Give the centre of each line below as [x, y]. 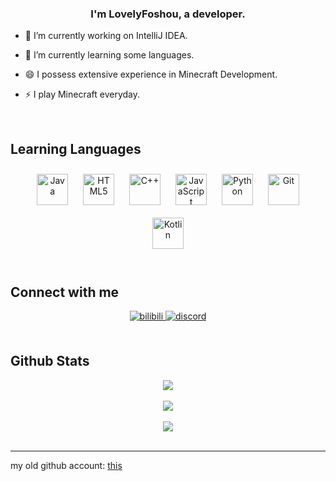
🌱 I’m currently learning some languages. [109, 55]
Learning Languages [76, 148]
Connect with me [65, 292]
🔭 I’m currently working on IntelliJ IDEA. [106, 36]
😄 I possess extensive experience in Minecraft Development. [151, 74]
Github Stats [50, 361]
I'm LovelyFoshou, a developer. [168, 14]
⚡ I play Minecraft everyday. [82, 94]
